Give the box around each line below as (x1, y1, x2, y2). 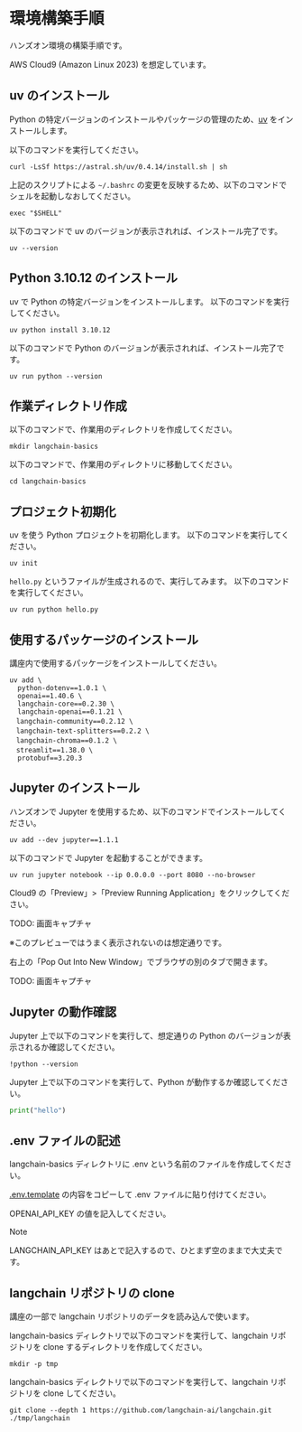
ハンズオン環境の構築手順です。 (9, 40, 128, 51)
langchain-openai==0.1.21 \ (17, 707, 124, 716)
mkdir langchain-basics (9, 442, 99, 452)
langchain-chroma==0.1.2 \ (15, 736, 117, 745)
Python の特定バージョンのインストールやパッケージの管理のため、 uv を (9, 114, 278, 125)
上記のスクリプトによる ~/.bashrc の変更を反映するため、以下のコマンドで (9, 179, 287, 190)
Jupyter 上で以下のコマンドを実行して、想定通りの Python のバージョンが (9, 1030, 284, 1041)
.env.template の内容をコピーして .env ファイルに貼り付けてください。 (9, 1189, 271, 1200)
